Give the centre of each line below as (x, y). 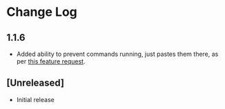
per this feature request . (51, 61)
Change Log (42, 12)
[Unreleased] (36, 83)
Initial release (35, 99)
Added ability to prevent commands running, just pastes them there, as (117, 54)
